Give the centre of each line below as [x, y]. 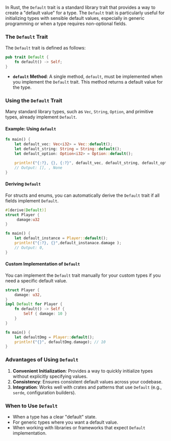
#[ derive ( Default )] [26, 210]
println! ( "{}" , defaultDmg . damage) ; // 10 [60, 342]
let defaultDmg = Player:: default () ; [54, 337]
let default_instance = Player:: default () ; [61, 238]
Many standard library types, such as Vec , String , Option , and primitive [79, 112]
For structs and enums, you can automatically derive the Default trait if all [82, 195]
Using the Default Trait [34, 100]
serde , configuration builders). [44, 393]
